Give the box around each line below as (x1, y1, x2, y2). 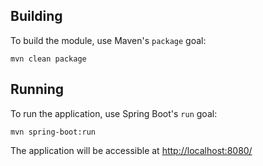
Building (10, 8, 63, 25)
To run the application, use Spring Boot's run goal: (10, 107, 218, 119)
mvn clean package (10, 54, 87, 64)
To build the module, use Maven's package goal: (10, 34, 207, 46)
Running (10, 81, 65, 98)
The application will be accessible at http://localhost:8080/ (10, 144, 253, 156)
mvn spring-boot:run (10, 127, 97, 137)
